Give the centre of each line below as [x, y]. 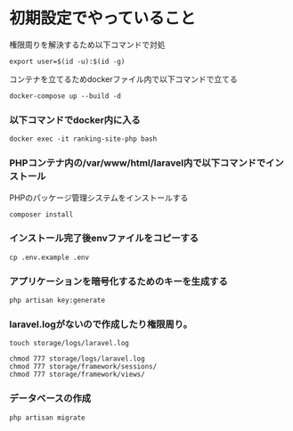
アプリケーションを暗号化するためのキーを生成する [119, 281]
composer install [41, 215]
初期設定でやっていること [102, 18]
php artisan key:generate [57, 301]
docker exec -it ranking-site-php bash [83, 139]
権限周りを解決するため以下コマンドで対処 [87, 45]
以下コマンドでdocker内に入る [75, 119]
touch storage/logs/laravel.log [69, 344]
